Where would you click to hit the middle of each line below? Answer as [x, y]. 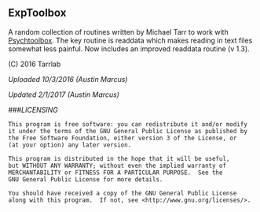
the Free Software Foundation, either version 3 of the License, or [123, 138]
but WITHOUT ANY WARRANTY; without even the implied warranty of [117, 166]
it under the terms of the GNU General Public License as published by [128, 131]
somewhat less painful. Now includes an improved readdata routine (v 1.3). [129, 48]
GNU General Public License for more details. [86, 179]
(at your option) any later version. [70, 145]
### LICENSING [33, 110]
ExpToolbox [37, 13]
